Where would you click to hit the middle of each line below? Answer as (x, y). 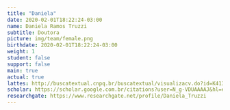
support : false (29, 64)
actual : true (26, 77)
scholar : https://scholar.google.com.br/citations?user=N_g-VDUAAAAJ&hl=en (117, 90)
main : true (23, 70)
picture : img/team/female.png (50, 39)
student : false (29, 58)
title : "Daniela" (32, 13)
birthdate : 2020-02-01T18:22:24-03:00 (62, 45)
